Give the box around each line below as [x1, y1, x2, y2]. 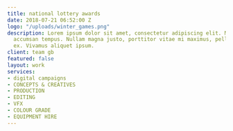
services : [7, 68, 36, 75]
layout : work [7, 62, 45, 69]
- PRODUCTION [7, 87, 45, 94]
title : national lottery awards [7, 10, 101, 17]
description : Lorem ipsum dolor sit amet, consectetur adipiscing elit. [7, 29, 222, 37]
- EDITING [7, 94, 36, 101]
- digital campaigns [7, 74, 67, 82]
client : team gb [7, 49, 54, 56]
